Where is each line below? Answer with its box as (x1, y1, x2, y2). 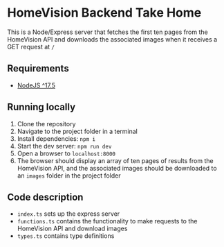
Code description (7, 191, 84, 203)
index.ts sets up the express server (17, 210, 120, 218)
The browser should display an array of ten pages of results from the (17, 156, 214, 164)
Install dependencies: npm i (17, 134, 95, 143)
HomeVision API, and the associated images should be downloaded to (17, 164, 217, 172)
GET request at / (7, 42, 55, 51)
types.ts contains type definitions (17, 232, 115, 240)
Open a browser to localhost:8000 (17, 149, 116, 157)
